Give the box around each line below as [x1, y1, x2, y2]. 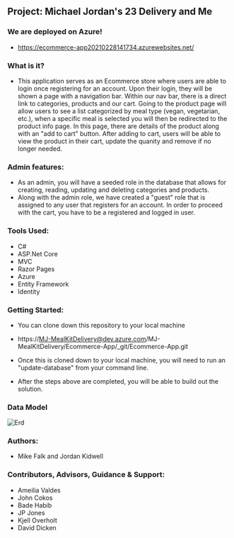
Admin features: [7, 162, 64, 172]
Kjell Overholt [17, 516, 58, 525]
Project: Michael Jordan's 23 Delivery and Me [7, 6, 213, 18]
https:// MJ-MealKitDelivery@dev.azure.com [17, 334, 146, 343]
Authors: [7, 436, 39, 446]
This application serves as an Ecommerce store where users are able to [17, 76, 226, 85]
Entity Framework [17, 280, 69, 288]
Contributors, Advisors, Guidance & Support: [7, 470, 165, 480]
